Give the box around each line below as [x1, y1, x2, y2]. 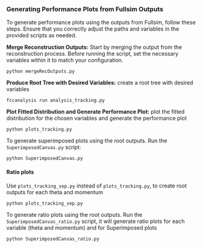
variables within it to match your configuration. [6, 57, 123, 64]
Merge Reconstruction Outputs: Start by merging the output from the [6, 43, 182, 51]
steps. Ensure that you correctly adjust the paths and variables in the [6, 25, 179, 32]
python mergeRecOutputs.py [6, 68, 75, 75]
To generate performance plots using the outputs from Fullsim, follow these [6, 19, 197, 26]
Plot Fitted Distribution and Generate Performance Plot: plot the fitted [6, 108, 185, 115]
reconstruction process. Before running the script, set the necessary [6, 50, 179, 57]
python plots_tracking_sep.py [6, 200, 84, 206]
